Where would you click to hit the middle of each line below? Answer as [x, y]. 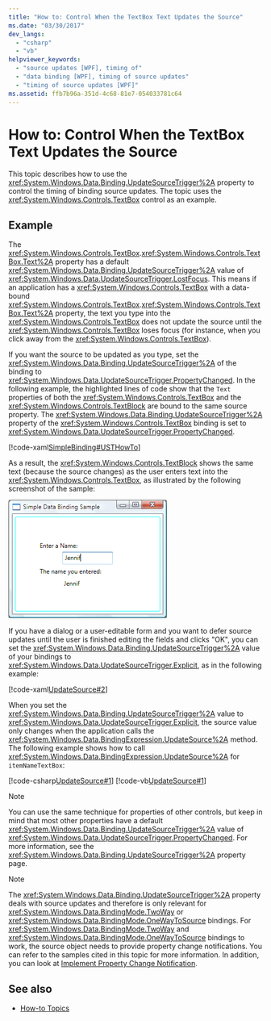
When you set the [38, 705]
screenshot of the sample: [52, 489]
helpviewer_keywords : [45, 60]
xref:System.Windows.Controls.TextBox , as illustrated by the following [125, 480]
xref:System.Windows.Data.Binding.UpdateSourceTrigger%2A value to [126, 713]
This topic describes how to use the [68, 174]
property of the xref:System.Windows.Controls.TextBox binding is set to [127, 423]
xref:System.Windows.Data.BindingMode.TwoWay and [99, 929]
